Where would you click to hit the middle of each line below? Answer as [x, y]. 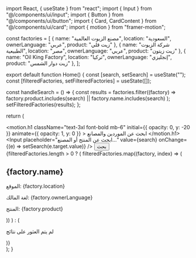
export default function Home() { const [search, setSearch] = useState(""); [96, 75]
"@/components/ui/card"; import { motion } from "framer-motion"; [86, 27]
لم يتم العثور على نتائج [30, 231]
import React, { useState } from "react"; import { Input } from [79, 8]
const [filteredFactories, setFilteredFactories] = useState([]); [79, 81]
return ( [15, 116]
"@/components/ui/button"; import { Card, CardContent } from [81, 21]
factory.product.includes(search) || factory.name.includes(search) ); [88, 98]
